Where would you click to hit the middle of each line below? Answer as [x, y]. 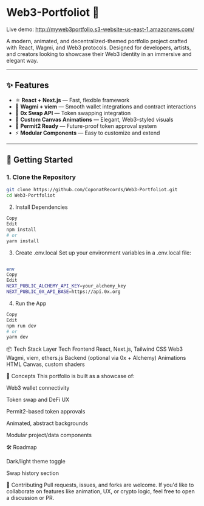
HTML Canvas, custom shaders [46, 364]
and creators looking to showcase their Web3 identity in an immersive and [99, 54]
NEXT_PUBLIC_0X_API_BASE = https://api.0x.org [63, 292]
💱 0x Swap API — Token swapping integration [73, 113]
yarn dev [17, 337]
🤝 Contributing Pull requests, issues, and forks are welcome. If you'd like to [100, 485]
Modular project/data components [49, 435]
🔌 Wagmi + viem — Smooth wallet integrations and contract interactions [106, 107]
